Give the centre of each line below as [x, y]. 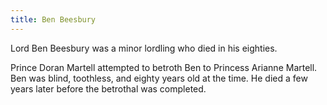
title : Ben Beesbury [53, 19]
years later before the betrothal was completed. [108, 88]
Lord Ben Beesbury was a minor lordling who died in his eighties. [144, 48]
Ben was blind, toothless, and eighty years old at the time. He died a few [159, 78]
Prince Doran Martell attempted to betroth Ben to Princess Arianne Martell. [164, 67]
